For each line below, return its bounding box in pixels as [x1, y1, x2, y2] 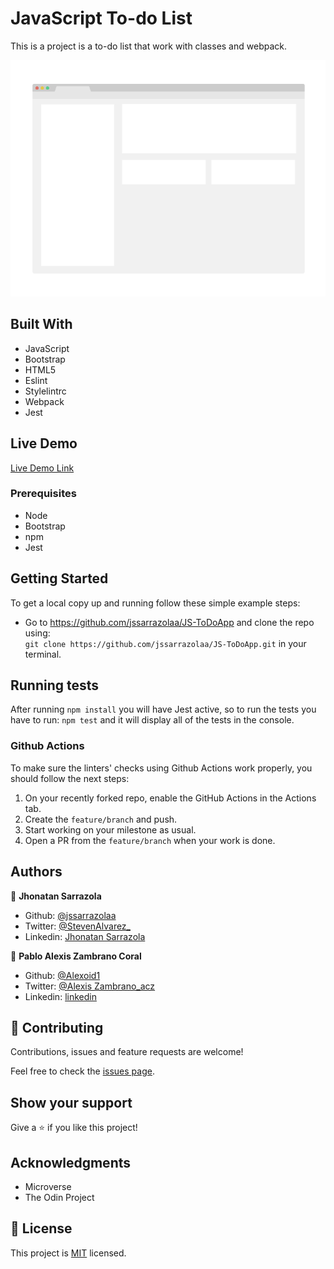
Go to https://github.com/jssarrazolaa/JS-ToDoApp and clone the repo [24, 616, 315, 628]
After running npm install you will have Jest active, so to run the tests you [10, 703, 317, 716]
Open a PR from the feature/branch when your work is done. [24, 834, 276, 846]
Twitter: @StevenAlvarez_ [24, 920, 131, 932]
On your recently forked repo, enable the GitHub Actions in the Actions [24, 792, 317, 804]
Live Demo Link [10, 462, 75, 474]
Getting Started [10, 570, 109, 587]
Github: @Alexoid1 [24, 969, 101, 981]
